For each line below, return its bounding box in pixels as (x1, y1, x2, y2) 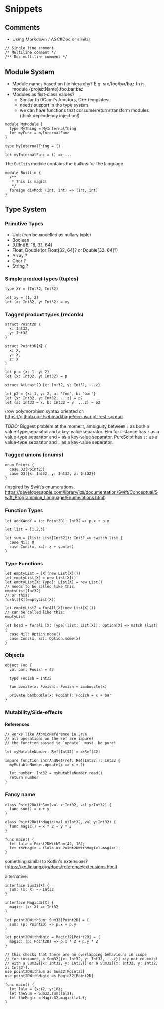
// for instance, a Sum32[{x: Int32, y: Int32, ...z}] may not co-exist (5, 956, 158, 961)
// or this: (5, 593, 30, 598)
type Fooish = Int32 (9, 676, 52, 681)
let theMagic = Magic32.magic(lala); (9, 995, 87, 1000)
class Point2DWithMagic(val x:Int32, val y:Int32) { (5, 819, 116, 824)
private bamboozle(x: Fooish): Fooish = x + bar (9, 693, 112, 698)
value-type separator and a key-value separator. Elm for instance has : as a (5, 429, 159, 435)
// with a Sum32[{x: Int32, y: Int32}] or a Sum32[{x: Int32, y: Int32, (5, 961, 158, 966)
